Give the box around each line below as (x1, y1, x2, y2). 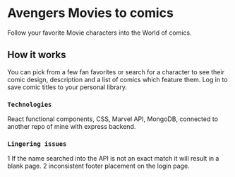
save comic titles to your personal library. (7, 83, 127, 91)
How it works (7, 49, 66, 61)
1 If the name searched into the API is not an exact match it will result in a (7, 154, 219, 163)
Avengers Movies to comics (7, 5, 174, 21)
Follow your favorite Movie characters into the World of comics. (7, 28, 192, 37)
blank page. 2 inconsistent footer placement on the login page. (7, 161, 190, 171)
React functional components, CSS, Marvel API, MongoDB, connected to (7, 115, 219, 123)
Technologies (7, 101, 52, 108)
